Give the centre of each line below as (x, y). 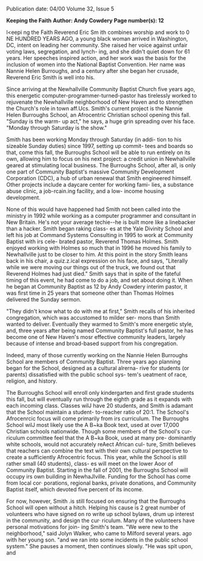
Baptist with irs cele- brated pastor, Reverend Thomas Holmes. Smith (92, 241)
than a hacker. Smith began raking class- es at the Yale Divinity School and (100, 229)
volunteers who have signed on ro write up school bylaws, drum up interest (100, 514)
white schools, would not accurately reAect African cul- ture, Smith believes (101, 444)
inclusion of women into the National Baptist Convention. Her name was (96, 64)
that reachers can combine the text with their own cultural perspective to (97, 451)
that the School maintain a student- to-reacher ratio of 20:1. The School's (98, 412)
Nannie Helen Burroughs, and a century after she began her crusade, (93, 71)
